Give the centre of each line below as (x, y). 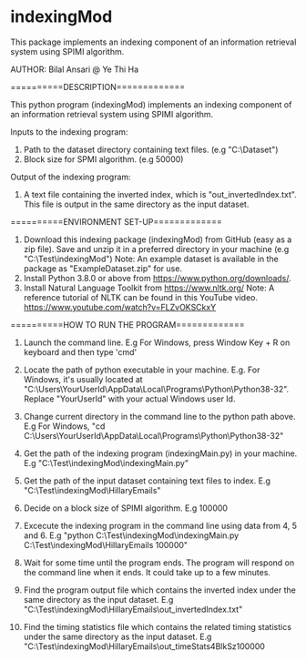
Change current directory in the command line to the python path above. (159, 416)
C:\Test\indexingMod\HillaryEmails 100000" (106, 544)
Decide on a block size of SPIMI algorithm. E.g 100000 (126, 508)
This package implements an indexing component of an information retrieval (153, 42)
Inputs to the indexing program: (69, 132)
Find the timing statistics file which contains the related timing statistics (158, 626)
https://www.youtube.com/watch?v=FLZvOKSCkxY (120, 307)
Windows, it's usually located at (83, 379)
